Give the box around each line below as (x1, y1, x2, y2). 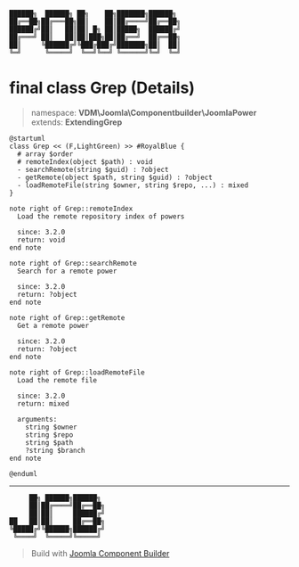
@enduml (9, 469, 38, 478)
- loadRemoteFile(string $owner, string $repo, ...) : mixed (17, 180, 249, 190)
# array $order (17, 149, 74, 159)
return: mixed (17, 399, 69, 408)
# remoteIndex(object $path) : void (17, 157, 153, 166)
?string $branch (25, 446, 86, 455)
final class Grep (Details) (9, 78, 196, 98)
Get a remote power (17, 321, 90, 330)
